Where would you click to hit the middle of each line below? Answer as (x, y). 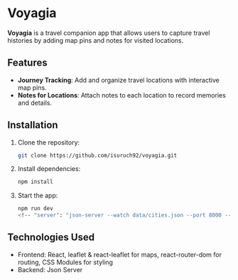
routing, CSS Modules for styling (65, 262)
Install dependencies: (49, 169)
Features (27, 63)
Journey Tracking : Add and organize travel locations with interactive (119, 80)
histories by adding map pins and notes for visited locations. (96, 40)
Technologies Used (51, 238)
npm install (35, 182)
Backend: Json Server (50, 269)
